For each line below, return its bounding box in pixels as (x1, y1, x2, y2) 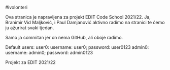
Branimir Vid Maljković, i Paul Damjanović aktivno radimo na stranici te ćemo (5, 20, 165, 25)
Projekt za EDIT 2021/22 (5, 59, 56, 65)
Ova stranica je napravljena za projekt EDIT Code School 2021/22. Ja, (5, 14, 151, 20)
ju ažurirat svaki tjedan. (5, 25, 54, 31)
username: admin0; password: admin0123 (5, 50, 93, 55)
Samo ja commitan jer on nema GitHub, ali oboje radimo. (5, 35, 123, 40)
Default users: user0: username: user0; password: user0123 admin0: (5, 44, 149, 50)
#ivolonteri (5, 5, 28, 10)
